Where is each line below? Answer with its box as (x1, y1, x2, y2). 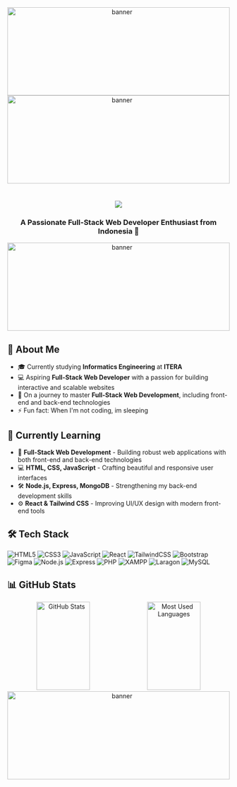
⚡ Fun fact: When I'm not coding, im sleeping (17, 406, 148, 415)
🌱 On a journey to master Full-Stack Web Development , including (17, 391, 209, 399)
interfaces (17, 474, 47, 482)
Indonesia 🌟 (97, 226, 140, 236)
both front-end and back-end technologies (17, 456, 142, 464)
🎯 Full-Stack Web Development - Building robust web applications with (17, 448, 226, 457)
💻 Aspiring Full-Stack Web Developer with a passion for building (17, 373, 209, 382)
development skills (17, 492, 73, 500)
